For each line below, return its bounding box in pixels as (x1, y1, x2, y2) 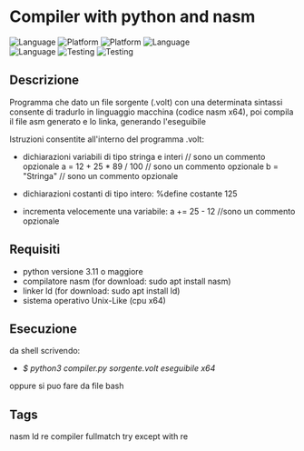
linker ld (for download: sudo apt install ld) (22, 285, 181, 296)
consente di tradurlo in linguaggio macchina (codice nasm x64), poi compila (9, 106, 294, 117)
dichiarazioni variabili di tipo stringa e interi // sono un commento (22, 151, 266, 162)
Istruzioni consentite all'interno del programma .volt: (9, 134, 204, 145)
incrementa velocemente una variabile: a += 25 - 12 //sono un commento (22, 205, 296, 216)
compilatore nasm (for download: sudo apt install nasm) (22, 276, 231, 286)
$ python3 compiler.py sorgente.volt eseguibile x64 (22, 363, 216, 374)
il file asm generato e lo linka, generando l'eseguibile (9, 115, 207, 126)
